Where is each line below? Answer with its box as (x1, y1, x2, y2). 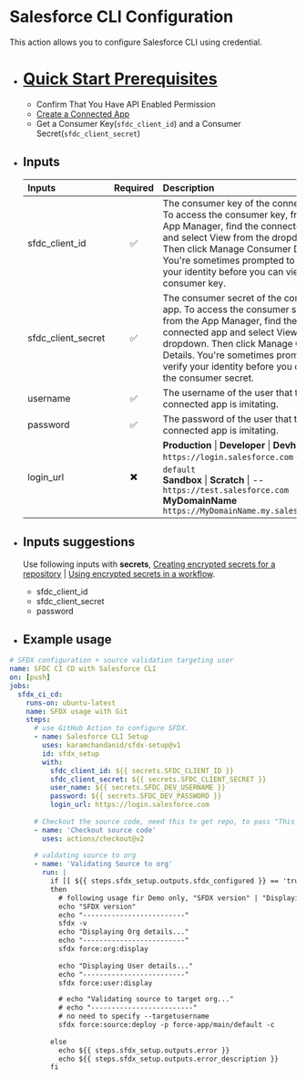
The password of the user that (162, 413, 292, 425)
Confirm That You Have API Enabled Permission (36, 99, 216, 110)
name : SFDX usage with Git (25, 707, 128, 716)
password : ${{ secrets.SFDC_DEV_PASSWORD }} (49, 791, 222, 801)
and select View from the (162, 231, 270, 244)
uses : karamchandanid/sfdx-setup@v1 (42, 741, 181, 750)
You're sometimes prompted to (162, 254, 295, 267)
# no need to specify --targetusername (57, 1011, 209, 1021)
